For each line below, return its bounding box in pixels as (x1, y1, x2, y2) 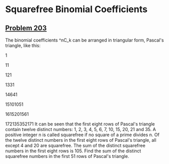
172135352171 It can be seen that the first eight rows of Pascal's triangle (5, 121, 155, 127)
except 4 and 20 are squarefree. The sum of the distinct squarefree (5, 143, 145, 148)
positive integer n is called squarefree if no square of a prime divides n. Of (5, 132, 160, 138)
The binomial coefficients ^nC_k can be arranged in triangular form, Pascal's (5, 37, 164, 43)
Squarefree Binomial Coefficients (5, 4, 148, 15)
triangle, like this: (5, 43, 41, 49)
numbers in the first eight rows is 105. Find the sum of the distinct (5, 148, 141, 154)
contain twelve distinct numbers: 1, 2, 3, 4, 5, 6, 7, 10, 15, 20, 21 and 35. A (5, 127, 156, 132)
